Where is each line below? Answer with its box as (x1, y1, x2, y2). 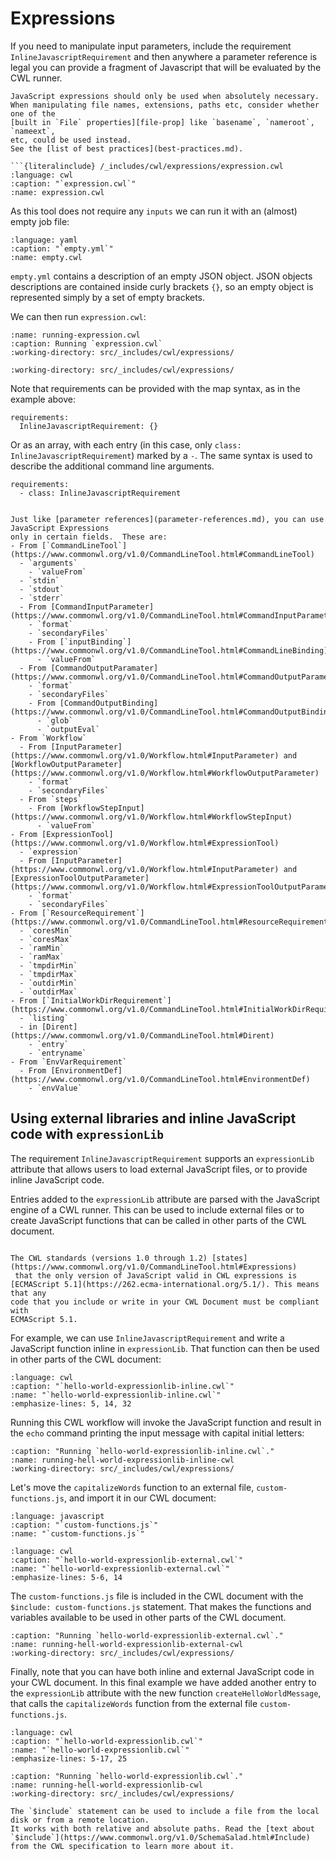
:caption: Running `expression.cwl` (10, 338, 163, 349)
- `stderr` (19, 593, 65, 603)
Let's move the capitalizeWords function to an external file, (10, 1481, 255, 1493)
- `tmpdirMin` (19, 960, 78, 971)
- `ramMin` (19, 943, 65, 953)
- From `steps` (19, 794, 83, 804)
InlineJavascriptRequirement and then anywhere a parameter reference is (10, 50, 318, 62)
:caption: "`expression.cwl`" (10, 178, 137, 189)
